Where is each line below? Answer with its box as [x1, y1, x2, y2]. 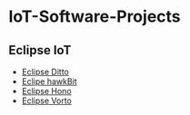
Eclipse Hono [21, 86, 72, 96]
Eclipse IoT [8, 43, 72, 58]
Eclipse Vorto [21, 95, 72, 106]
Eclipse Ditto [21, 66, 69, 77]
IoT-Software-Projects [8, 6, 181, 27]
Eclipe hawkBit [21, 76, 78, 87]
